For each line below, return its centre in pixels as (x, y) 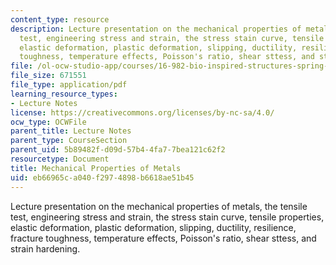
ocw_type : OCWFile (48, 122)
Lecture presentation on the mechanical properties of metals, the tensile (159, 206)
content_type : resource (60, 19)
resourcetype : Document (60, 159)
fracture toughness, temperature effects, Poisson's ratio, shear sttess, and (163, 238)
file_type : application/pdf (69, 85)
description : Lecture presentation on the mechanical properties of (156, 29)
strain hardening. (45, 248)
